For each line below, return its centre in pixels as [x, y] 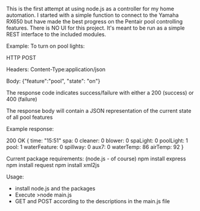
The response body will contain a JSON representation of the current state [99, 111]
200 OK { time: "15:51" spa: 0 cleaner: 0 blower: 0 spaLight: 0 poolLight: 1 [97, 140]
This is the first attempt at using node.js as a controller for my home [90, 9]
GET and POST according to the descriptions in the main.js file [92, 201]
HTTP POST [21, 58]
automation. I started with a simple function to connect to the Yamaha [92, 15]
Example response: [30, 129]
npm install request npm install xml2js [53, 165]
